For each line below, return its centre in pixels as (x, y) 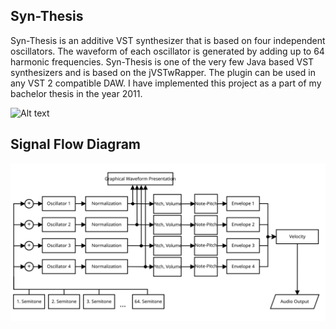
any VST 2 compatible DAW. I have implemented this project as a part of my (166, 83)
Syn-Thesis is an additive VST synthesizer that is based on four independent (168, 40)
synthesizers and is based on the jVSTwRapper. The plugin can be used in (163, 72)
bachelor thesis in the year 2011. (76, 93)
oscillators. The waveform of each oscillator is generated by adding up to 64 (167, 51)
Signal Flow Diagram (76, 144)
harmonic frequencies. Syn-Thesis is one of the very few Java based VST (162, 61)
